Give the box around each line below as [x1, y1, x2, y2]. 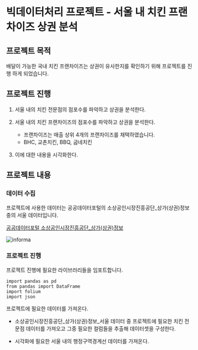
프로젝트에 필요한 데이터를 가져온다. [6, 305, 89, 312]
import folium [6, 288, 41, 294]
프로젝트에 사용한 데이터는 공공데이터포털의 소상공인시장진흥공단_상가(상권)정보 [6, 204, 190, 211]
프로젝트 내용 [6, 170, 51, 180]
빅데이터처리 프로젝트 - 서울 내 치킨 [6, 5, 167, 19]
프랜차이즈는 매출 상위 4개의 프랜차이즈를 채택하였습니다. [23, 131, 155, 138]
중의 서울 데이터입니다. [6, 211, 59, 218]
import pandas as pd [6, 278, 57, 284]
